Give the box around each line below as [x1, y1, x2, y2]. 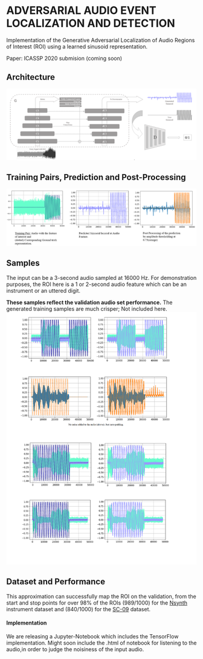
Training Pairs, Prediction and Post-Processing [6, 172, 186, 182]
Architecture [6, 72, 56, 82]
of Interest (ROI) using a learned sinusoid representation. [6, 43, 148, 50]
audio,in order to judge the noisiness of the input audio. [6, 645, 144, 653]
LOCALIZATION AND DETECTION [6, 16, 175, 30]
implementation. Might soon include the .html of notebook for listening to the [6, 639, 198, 646]
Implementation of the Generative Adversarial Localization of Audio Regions [6, 36, 195, 44]
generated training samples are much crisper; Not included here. [6, 305, 167, 312]
